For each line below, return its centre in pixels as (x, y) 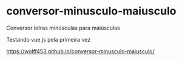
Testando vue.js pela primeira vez (49, 39)
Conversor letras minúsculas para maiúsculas (63, 28)
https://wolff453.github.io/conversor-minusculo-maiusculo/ (80, 51)
